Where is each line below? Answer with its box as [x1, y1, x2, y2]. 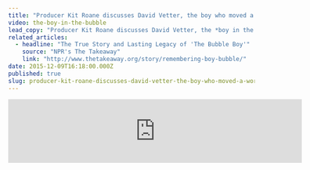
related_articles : [8, 33, 68, 42]
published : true [8, 70, 61, 78]
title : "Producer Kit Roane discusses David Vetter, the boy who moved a [8, 11, 254, 20]
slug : [8, 77, 26, 85]
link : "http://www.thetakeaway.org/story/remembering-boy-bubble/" [22, 56, 247, 63]
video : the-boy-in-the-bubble [8, 19, 107, 27]
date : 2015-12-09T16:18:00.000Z [8, 63, 114, 71]
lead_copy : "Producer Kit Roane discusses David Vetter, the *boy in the [8, 26, 254, 34]
